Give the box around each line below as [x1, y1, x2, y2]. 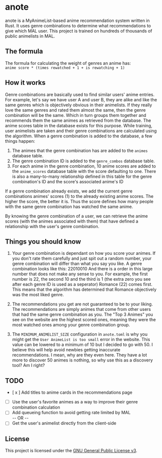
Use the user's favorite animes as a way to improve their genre [12, 399, 138, 405]
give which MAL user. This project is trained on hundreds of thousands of [5, 28, 152, 34]
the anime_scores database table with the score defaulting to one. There [12, 168, 157, 174]
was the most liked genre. [12, 292, 64, 298]
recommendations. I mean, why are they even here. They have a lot [12, 352, 147, 358]
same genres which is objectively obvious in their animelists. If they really [5, 102, 152, 108]
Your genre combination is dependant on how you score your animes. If [12, 250, 156, 256]
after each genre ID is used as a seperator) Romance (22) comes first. [12, 282, 153, 287]
